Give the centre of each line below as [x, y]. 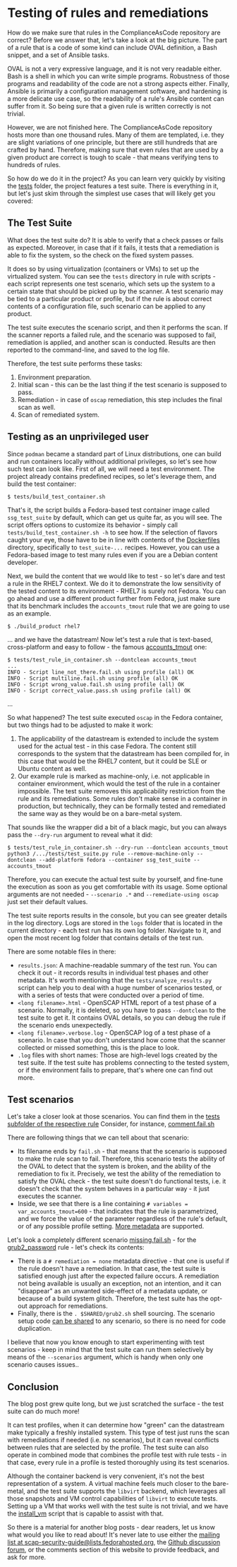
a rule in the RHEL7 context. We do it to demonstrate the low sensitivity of [114, 583]
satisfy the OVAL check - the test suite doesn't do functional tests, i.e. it [122, 1181]
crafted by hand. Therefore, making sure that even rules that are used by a [115, 150]
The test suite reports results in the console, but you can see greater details [117, 915]
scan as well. [36, 407]
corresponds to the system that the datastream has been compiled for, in [123, 753]
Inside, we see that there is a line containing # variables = [103, 1204]
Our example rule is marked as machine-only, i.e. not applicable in [114, 776]
